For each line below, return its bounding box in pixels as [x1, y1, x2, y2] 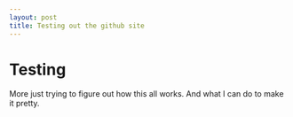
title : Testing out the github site [9, 21, 145, 30]
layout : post [9, 12, 58, 22]
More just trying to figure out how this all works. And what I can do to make [9, 89, 284, 99]
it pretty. [9, 98, 40, 109]
